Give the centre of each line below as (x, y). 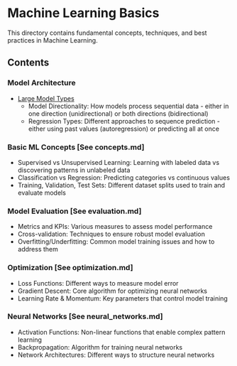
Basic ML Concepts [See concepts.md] (76, 147)
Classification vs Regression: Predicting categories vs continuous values (124, 177)
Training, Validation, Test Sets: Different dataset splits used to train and (121, 185)
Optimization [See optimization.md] (70, 268)
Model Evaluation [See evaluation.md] (75, 211)
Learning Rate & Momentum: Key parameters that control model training (123, 298)
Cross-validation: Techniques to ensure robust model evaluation (111, 234)
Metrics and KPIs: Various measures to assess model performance (115, 227)
